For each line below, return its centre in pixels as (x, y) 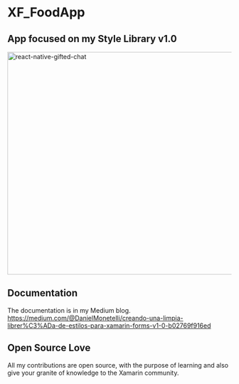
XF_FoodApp (46, 12)
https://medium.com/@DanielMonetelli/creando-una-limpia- (95, 318)
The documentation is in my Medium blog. (69, 310)
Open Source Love (49, 348)
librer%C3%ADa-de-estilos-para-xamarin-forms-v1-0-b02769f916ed (109, 326)
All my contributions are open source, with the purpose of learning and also (118, 365)
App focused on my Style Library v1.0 (92, 39)
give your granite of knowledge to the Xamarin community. (93, 373)
